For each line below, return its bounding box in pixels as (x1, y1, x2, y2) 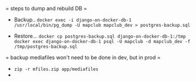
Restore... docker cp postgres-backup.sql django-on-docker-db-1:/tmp (13, 33, 186, 40)
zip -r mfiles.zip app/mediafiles (13, 66, 99, 72)
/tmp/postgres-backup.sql (13, 44, 77, 49)
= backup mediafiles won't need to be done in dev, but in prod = (5, 54, 161, 60)
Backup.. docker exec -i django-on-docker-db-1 (13, 16, 132, 23)
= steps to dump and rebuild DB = (5, 5, 87, 12)
